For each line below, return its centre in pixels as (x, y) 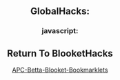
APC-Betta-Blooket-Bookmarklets (60, 70)
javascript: (60, 31)
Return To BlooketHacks (60, 53)
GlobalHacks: (60, 11)
